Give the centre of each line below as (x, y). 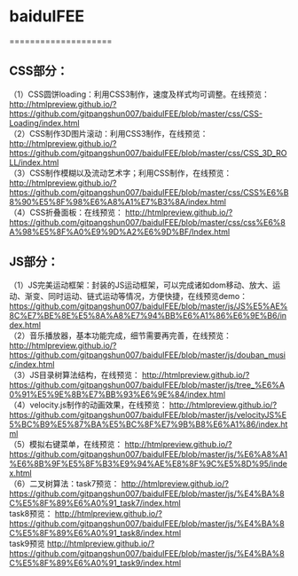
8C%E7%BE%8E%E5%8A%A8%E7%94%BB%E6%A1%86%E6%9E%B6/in (148, 315)
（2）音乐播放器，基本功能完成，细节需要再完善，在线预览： (121, 335)
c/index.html (32, 364)
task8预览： (31, 513)
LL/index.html (34, 162)
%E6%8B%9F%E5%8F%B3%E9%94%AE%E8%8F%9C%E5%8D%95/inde (149, 463)
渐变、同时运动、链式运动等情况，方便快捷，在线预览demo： (136, 296)
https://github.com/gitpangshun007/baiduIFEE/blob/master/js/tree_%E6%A (147, 384)
